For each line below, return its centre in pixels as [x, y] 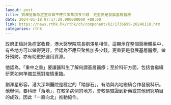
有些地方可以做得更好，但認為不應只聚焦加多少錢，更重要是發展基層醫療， [83, 50]
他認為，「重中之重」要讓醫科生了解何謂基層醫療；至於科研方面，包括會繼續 [84, 67]
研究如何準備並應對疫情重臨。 [36, 74]
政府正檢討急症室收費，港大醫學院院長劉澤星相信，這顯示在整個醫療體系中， [85, 44]
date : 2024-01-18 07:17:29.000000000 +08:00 [53, 19]
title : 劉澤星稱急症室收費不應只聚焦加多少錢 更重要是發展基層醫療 [68, 15]
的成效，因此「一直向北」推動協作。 [43, 97]
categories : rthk [24, 29]
